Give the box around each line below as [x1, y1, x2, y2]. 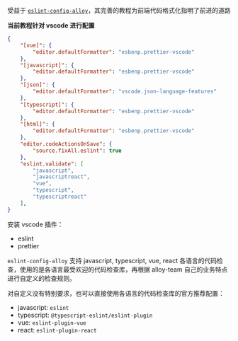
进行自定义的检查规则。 [7, 274, 76, 282]
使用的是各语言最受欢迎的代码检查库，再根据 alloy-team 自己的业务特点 [19, 265, 228, 274]
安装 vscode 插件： [7, 220, 64, 229]
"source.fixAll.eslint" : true [33, 147, 122, 154]
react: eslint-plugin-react [17, 325, 97, 334]
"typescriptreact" [33, 193, 87, 200]
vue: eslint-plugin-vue [17, 318, 86, 327]
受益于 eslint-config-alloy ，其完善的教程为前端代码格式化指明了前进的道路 [7, 6, 231, 14]
